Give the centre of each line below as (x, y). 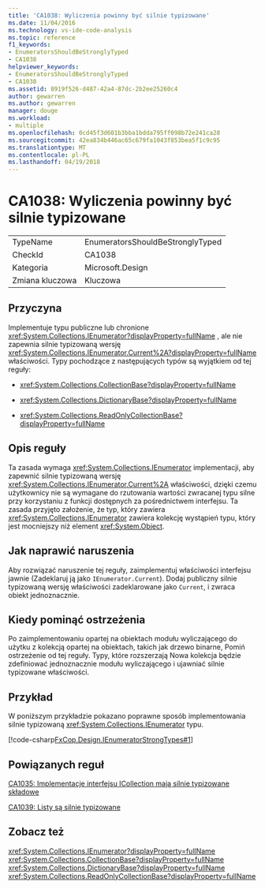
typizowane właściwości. (49, 672)
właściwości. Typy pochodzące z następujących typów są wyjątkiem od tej (130, 360)
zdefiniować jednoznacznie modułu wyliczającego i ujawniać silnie (116, 664)
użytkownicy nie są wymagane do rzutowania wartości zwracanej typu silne (132, 492)
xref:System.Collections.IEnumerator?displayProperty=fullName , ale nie (125, 335)
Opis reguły (37, 448)
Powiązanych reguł (56, 765)
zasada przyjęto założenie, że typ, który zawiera (87, 509)
